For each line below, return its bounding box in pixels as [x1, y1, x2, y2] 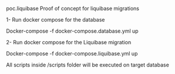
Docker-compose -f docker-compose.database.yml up [6, 27, 139, 34]
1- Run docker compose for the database [6, 16, 105, 23]
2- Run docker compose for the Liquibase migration [6, 39, 132, 45]
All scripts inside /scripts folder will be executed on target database [6, 61, 169, 68]
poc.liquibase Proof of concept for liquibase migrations [6, 5, 140, 12]
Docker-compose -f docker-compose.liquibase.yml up [6, 50, 138, 57]
